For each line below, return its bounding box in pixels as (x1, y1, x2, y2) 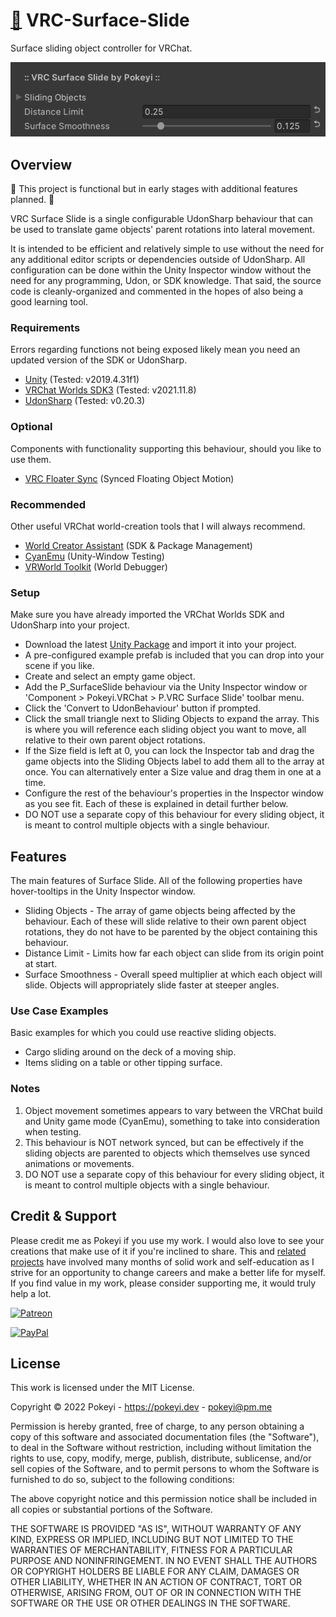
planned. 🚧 (10, 194, 55, 206)
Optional (10, 420, 53, 434)
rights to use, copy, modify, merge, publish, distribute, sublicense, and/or (10, 1452, 312, 1464)
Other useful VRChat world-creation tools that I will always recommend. (10, 520, 306, 532)
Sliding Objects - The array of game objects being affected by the (24, 905, 296, 917)
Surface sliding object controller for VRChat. (10, 42, 193, 54)
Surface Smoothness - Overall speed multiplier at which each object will (24, 969, 323, 981)
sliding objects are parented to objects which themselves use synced (24, 1147, 310, 1159)
